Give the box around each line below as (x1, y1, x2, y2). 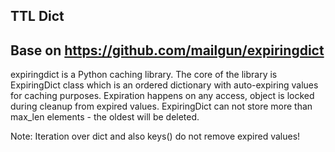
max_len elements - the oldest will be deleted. (10, 111, 200, 123)
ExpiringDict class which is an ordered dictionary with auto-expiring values (10, 79, 319, 91)
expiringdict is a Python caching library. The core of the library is (10, 69, 278, 81)
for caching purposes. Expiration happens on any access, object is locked (10, 90, 315, 102)
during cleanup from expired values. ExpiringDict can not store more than (10, 100, 313, 113)
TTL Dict (10, 8, 65, 25)
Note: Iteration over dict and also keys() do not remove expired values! (10, 130, 301, 143)
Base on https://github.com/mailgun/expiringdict (10, 42, 325, 59)
